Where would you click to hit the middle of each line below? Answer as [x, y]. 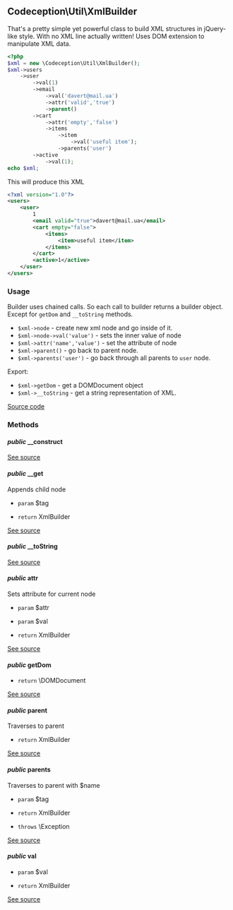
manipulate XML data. [39, 43]
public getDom [29, 665]
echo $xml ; [23, 168]
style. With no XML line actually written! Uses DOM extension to [112, 36]
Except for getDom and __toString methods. [70, 314]
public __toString [32, 546]
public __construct [35, 441]
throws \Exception [43, 826]
